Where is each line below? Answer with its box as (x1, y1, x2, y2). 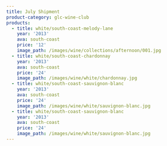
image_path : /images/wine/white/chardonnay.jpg (17, 75, 137, 81)
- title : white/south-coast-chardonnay (11, 53, 111, 59)
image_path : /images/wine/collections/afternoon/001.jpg (17, 48, 162, 54)
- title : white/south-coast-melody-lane (11, 25, 113, 32)
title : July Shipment (6, 8, 60, 15)
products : (6, 20, 31, 26)
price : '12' (17, 42, 47, 48)
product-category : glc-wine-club (6, 14, 89, 20)
